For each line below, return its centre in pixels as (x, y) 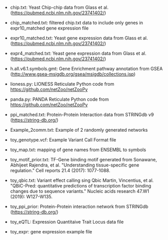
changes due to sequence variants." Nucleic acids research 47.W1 (80, 191)
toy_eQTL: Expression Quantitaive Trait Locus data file (67, 222)
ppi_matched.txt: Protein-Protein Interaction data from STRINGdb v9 (82, 115)
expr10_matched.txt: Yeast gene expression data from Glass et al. (79, 38)
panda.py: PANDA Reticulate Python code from (59, 99)
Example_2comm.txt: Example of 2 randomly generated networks (79, 130)
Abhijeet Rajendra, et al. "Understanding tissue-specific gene (75, 165)
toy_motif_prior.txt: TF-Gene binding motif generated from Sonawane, (83, 160)
